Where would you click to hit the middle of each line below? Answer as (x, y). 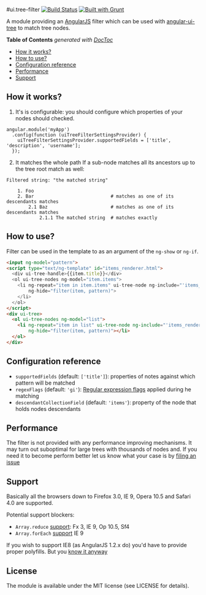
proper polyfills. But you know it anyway (57, 551)
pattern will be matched (45, 383)
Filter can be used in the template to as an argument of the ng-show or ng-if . (103, 251)
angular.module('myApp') (38, 129)
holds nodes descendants (48, 409)
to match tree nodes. (44, 28)
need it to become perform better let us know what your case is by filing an (101, 456)
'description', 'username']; (44, 145)
